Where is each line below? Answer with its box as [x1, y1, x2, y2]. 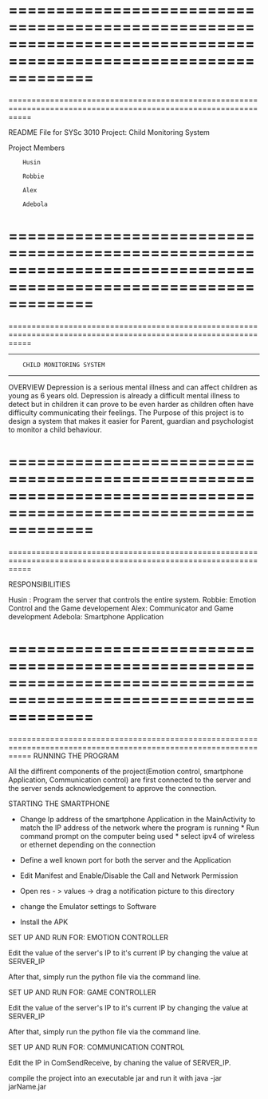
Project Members [8, 143, 65, 152]
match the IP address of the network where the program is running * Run [19, 823, 259, 832]
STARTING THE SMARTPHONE [8, 799, 110, 808]
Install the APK [19, 917, 69, 927]
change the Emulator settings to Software [19, 901, 157, 911]
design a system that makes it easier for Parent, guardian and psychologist [8, 416, 254, 425]
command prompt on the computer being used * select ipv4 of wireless [19, 831, 255, 840]
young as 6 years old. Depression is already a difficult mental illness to [8, 390, 241, 400]
